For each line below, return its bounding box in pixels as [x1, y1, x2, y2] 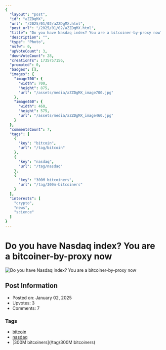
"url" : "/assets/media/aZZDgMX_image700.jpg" [18, 90, 114, 95]
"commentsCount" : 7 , [9, 127, 52, 132]
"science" [14, 210, 35, 215]
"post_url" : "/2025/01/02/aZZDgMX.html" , [9, 26, 96, 31]
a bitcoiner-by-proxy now [5, 251, 112, 262]
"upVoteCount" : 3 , [9, 49, 48, 53]
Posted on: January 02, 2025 [12, 295, 72, 300]
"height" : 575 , [18, 108, 50, 114]
